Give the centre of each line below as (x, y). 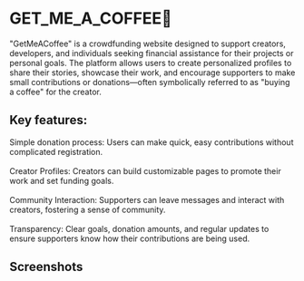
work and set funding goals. (62, 180)
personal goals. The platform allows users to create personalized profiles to (151, 63)
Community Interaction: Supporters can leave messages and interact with (147, 199)
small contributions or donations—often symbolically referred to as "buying (150, 82)
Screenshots (46, 267)
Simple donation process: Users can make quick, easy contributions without (152, 142)
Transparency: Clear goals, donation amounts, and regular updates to (139, 228)
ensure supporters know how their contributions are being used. (130, 238)
